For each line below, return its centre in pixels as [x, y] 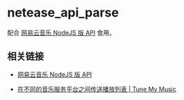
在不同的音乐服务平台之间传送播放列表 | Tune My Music [97, 89]
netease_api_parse [63, 13]
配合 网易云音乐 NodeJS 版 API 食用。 [61, 32]
